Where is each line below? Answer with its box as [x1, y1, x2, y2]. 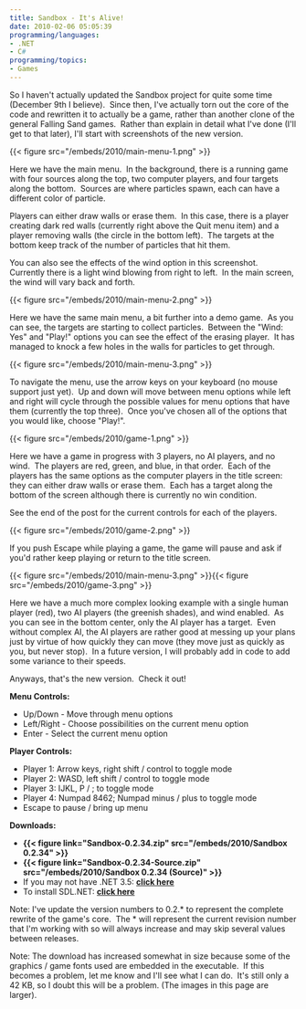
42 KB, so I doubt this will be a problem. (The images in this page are [9, 979, 269, 991]
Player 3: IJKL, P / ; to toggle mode [22, 783, 154, 794]
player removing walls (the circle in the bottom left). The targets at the [9, 229, 275, 240]
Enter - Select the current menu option [22, 728, 169, 739]
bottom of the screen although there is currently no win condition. [9, 489, 258, 500]
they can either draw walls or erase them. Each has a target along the [9, 479, 273, 490]
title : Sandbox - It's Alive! [9, 13, 125, 23]
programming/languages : [9, 30, 100, 39]
